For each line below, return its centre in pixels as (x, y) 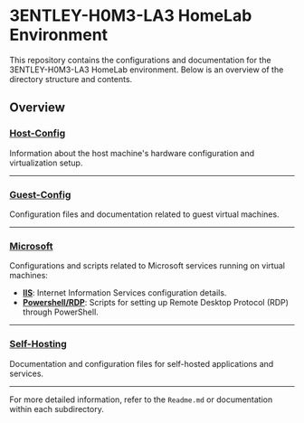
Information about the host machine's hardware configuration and (132, 153)
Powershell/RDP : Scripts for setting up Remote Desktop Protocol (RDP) (156, 303)
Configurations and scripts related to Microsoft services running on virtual (147, 266)
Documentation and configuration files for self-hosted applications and (142, 363)
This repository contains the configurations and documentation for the (140, 60)
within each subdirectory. (57, 409)
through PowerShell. (61, 312)
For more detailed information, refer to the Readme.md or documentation (141, 399)
